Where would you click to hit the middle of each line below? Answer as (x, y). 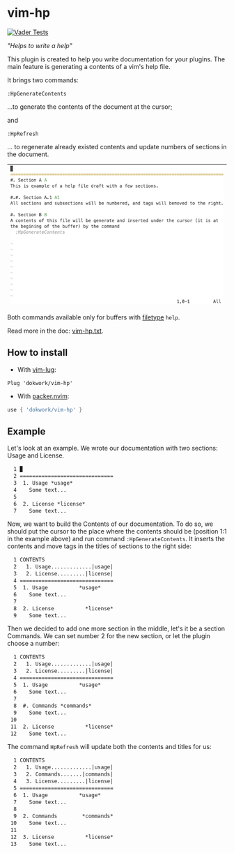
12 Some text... (39, 734)
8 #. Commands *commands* (53, 706)
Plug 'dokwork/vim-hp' (40, 383)
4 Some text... (40, 490)
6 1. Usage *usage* (57, 795)
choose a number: (33, 644)
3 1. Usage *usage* (43, 483)
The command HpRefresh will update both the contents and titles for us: (109, 747)
